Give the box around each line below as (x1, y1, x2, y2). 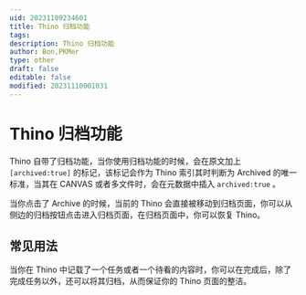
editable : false (9, 73, 71, 82)
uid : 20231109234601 (9, 13, 89, 23)
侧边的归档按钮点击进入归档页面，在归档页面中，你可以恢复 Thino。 (9, 209, 266, 220)
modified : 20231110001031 (9, 81, 108, 90)
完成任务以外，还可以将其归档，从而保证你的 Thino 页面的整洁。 (9, 276, 252, 287)
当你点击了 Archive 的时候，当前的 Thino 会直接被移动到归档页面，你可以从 (9, 197, 293, 208)
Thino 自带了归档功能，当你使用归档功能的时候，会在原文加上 (9, 155, 242, 166)
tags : (9, 30, 30, 39)
